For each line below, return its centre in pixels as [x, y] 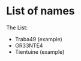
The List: [17, 28]
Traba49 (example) [39, 39]
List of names [40, 11]
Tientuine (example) [40, 51]
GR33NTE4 [29, 45]
